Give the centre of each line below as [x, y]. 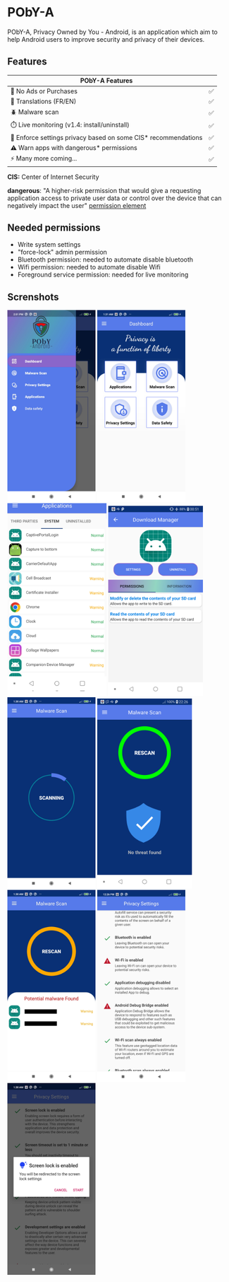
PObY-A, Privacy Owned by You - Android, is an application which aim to [113, 32]
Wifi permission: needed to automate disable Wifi [89, 267]
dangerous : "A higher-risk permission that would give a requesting [104, 190]
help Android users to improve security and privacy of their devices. [106, 39]
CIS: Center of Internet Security [54, 177]
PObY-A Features [106, 81]
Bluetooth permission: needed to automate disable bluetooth [105, 260]
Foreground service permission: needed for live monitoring [103, 275]
